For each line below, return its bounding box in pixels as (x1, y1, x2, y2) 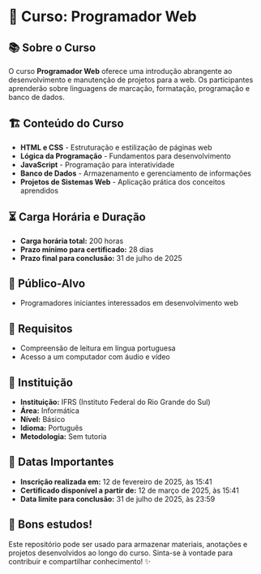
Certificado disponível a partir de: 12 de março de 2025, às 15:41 (19, 485, 239, 495)
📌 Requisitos (8, 321, 73, 336)
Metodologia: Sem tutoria (19, 432, 107, 441)
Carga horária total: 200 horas (19, 236, 124, 246)
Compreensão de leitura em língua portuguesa (19, 343, 176, 353)
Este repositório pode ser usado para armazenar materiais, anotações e (8, 539, 248, 549)
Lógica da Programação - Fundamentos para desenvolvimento (19, 150, 231, 161)
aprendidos (19, 185, 59, 195)
